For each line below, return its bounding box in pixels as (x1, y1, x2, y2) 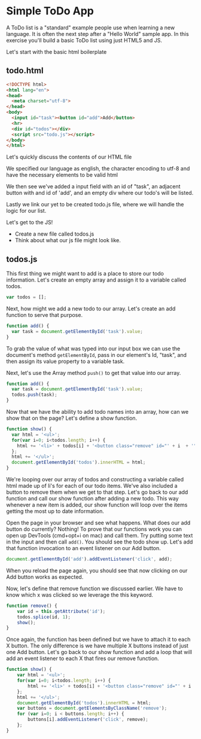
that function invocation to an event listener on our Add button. (6, 545, 162, 552)
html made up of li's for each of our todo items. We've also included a (6, 483, 178, 490)
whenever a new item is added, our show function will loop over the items (6, 501, 188, 509)
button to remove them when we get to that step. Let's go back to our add (6, 488, 188, 496)
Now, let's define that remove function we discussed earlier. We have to (6, 585, 184, 592)
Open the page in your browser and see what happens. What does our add (6, 519, 191, 527)
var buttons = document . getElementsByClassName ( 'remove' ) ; (17, 706, 167, 711)
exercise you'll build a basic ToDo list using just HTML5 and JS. (6, 36, 163, 44)
